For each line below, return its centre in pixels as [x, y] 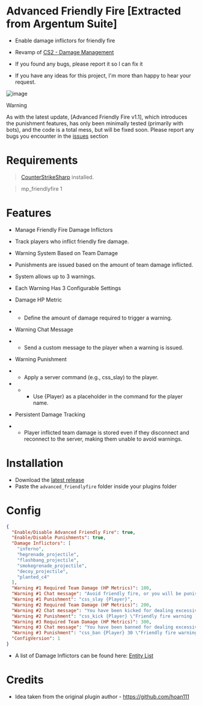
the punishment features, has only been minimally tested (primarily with [95, 123]
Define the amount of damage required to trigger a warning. [98, 318]
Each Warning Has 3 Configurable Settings [68, 288]
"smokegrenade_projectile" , [52, 566]
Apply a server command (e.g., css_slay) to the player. [91, 377]
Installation [35, 463]
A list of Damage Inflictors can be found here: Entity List [84, 655]
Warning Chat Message [44, 329]
